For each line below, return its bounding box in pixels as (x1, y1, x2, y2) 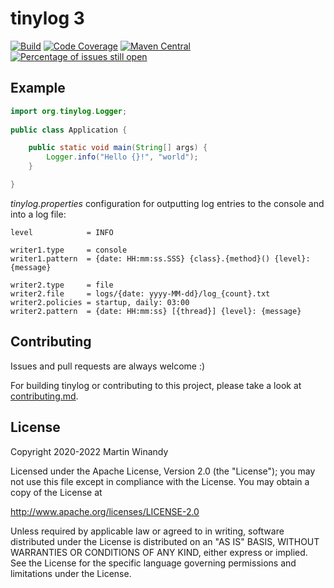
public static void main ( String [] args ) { (28, 143, 208, 153)
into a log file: (10, 208, 67, 220)
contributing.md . (10, 390, 79, 402)
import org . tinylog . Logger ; (10, 106, 128, 116)
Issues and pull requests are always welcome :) (10, 360, 206, 372)
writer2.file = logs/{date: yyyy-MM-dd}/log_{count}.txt (10, 288, 271, 299)
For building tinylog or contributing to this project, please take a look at (10, 379, 302, 391)
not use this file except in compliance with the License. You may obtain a (10, 475, 310, 487)
